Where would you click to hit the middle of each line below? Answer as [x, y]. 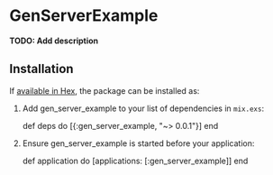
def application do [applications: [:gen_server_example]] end [135, 161]
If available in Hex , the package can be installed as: [105, 90]
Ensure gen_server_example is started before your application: [138, 143]
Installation [41, 69]
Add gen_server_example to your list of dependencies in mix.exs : [143, 108]
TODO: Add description [54, 41]
